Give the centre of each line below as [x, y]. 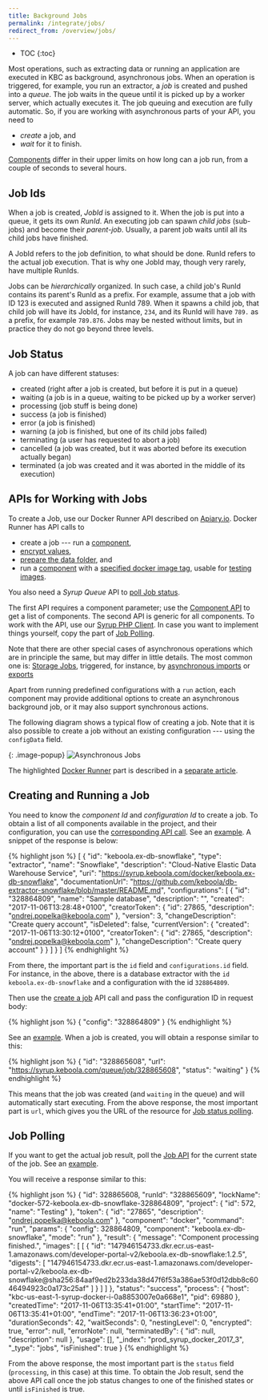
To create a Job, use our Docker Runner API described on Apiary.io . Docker [133, 518]
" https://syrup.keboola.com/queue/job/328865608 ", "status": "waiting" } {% [134, 1070]
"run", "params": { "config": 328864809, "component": [99, 1229]
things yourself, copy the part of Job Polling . [82, 633]
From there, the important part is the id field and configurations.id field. [129, 965]
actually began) [46, 457]
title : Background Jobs [48, 16]
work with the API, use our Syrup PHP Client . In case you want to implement [134, 624]
